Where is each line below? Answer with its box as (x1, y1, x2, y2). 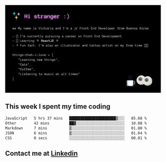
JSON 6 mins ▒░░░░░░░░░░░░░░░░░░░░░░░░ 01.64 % (5, 131, 147, 136)
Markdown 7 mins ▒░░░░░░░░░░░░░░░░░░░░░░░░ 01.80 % (5, 126, 147, 131)
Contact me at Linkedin (5, 149, 78, 158)
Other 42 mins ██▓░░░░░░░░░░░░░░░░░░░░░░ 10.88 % (5, 121, 147, 126)
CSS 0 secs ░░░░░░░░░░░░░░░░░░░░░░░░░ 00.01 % (5, 136, 147, 141)
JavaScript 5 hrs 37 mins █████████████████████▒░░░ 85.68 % (5, 116, 147, 121)
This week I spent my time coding (5, 102, 111, 111)
